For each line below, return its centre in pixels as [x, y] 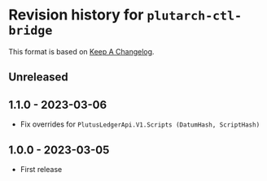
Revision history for [76, 15]
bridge [31, 30]
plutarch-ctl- [195, 16]
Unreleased [39, 78]
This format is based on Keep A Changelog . [81, 51]
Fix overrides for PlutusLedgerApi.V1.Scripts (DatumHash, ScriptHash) [140, 124]
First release [41, 169]
